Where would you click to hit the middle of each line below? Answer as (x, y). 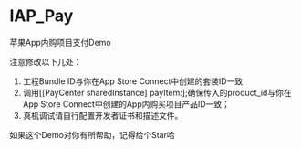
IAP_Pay (42, 16)
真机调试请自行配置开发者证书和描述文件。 (103, 115)
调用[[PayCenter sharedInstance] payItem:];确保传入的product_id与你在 (157, 92)
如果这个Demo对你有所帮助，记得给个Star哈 (92, 134)
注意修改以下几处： (46, 61)
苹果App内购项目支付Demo (60, 42)
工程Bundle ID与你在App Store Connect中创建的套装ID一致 (133, 81)
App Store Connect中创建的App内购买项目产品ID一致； (126, 104)
